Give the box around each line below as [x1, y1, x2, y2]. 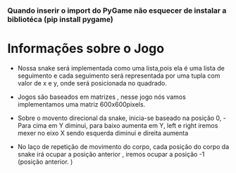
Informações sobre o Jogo [7, 41, 164, 56]
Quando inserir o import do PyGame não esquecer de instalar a [7, 6, 227, 16]
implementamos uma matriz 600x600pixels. [17, 100, 146, 108]
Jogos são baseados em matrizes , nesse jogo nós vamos [17, 93, 187, 101]
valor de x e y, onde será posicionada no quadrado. [17, 78, 168, 87]
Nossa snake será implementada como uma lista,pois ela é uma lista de [17, 64, 225, 72]
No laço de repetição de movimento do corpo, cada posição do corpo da [17, 142, 230, 150]
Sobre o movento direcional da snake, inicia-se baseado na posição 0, [17, 114, 222, 122]
